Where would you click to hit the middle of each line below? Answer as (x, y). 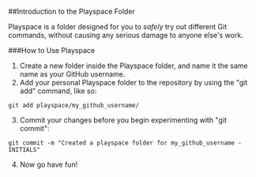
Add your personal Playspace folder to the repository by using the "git (134, 83)
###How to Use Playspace (52, 50)
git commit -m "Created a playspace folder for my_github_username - (125, 143)
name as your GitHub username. (72, 74)
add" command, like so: (58, 91)
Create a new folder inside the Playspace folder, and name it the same (134, 66)
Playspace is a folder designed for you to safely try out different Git (118, 26)
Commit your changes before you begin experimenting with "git (123, 120)
